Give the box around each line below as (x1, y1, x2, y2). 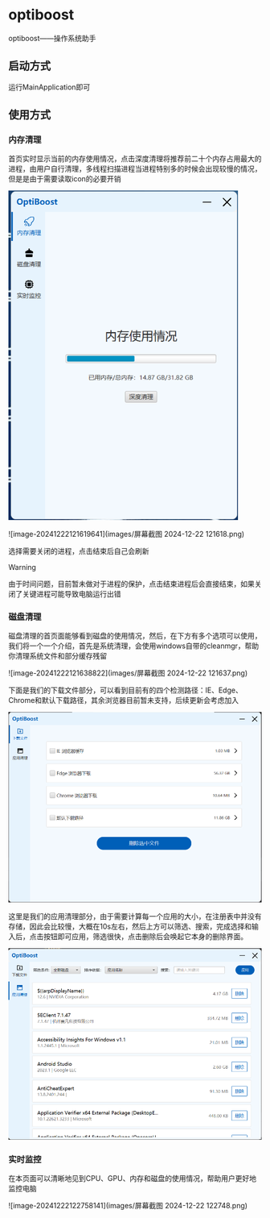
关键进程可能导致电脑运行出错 (22, 589, 121, 599)
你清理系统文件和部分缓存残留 (8, 651, 107, 661)
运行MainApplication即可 (8, 82, 91, 92)
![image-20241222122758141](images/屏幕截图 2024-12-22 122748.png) (8, 1201, 247, 1210)
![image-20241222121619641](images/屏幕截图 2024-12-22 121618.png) (8, 530, 245, 539)
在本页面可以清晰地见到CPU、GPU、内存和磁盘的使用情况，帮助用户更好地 (8, 1174, 257, 1183)
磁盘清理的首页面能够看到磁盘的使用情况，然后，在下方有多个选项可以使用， (8, 631, 262, 641)
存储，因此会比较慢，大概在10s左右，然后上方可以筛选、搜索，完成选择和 (8, 921, 252, 932)
